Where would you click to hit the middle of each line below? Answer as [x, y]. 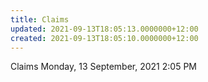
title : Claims [40, 19]
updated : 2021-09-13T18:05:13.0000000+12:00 [104, 29]
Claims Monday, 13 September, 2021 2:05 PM [103, 67]
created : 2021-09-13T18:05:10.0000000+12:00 [104, 38]
